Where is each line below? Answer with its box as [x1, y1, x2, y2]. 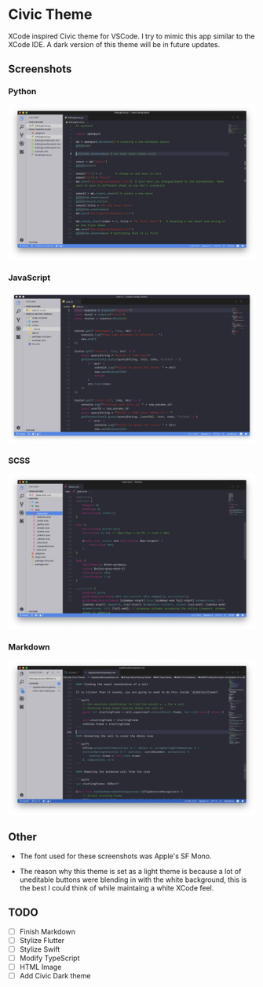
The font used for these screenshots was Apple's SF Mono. [19, 851, 212, 861]
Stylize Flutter [19, 935, 65, 945]
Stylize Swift [19, 944, 60, 954]
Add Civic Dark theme [19, 971, 91, 980]
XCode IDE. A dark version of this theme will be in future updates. [8, 39, 221, 49]
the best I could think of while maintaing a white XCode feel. [19, 883, 214, 892]
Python [8, 86, 37, 97]
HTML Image [19, 962, 62, 971]
